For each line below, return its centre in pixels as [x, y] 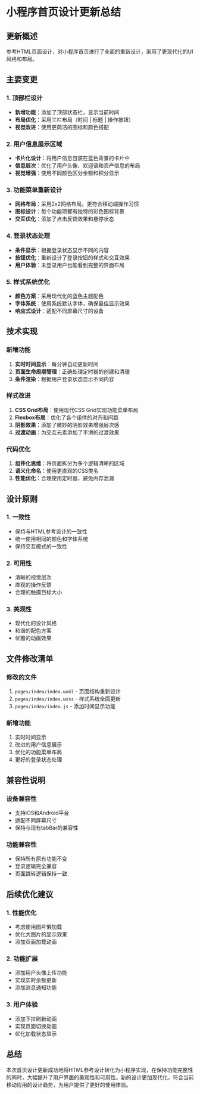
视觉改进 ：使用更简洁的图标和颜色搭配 [62, 127]
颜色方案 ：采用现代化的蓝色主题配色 [59, 296]
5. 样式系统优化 [28, 282]
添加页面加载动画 [36, 942]
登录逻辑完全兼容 [36, 866]
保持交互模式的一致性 [41, 546]
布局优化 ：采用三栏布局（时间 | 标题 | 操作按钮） [74, 119]
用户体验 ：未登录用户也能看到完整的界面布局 [70, 265]
